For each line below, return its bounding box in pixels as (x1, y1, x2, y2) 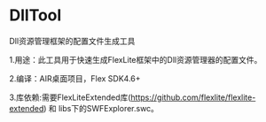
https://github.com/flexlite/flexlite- (130, 92, 256, 103)
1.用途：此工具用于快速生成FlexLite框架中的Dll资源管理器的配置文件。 (9, 54, 262, 65)
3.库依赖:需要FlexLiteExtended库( (9, 92, 131, 103)
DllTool (9, 5, 62, 26)
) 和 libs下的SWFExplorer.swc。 (43, 103, 160, 113)
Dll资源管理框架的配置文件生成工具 (9, 35, 136, 46)
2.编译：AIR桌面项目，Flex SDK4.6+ (9, 72, 141, 84)
